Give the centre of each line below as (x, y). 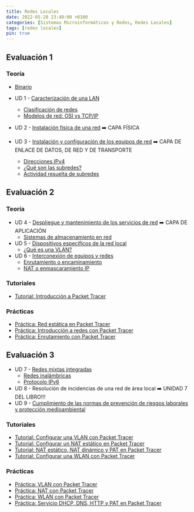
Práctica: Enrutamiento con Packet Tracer (65, 337)
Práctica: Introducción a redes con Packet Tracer (74, 330)
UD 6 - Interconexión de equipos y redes (64, 256)
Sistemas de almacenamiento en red (67, 237)
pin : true (18, 34)
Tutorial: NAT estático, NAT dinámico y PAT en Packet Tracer (88, 450)
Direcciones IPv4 (44, 161)
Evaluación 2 (30, 193)
